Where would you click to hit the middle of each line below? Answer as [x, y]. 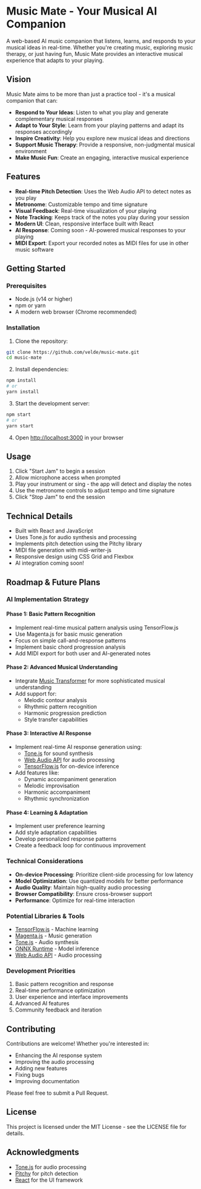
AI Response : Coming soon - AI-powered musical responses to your [100, 230]
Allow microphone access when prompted [68, 478]
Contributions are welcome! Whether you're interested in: [78, 1043]
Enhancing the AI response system [58, 1055]
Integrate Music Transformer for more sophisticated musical [90, 681]
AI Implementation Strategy [48, 599]
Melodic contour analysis [55, 700]
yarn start [20, 426]
